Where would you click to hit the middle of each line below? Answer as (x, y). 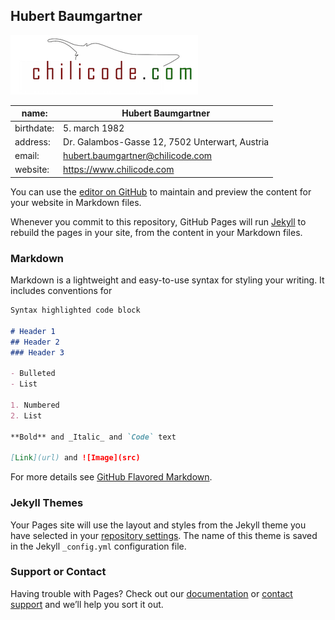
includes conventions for (61, 291)
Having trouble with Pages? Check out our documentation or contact (151, 593)
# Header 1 (33, 331)
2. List (26, 415)
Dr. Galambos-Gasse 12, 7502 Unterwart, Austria (166, 141)
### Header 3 (37, 352)
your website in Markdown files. (76, 202)
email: (27, 156)
